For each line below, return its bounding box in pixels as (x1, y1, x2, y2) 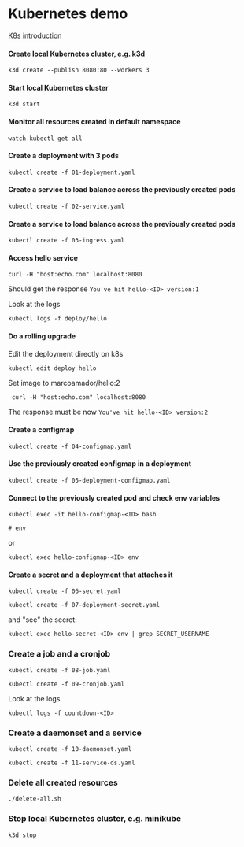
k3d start (8, 100, 41, 109)
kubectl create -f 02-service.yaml (8, 202, 125, 210)
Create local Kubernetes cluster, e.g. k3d (8, 49, 146, 58)
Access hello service (8, 253, 79, 262)
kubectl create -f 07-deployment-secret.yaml (8, 601, 160, 609)
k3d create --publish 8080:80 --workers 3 (8, 66, 150, 75)
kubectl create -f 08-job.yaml (8, 666, 111, 674)
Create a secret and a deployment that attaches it (8, 570, 173, 579)
